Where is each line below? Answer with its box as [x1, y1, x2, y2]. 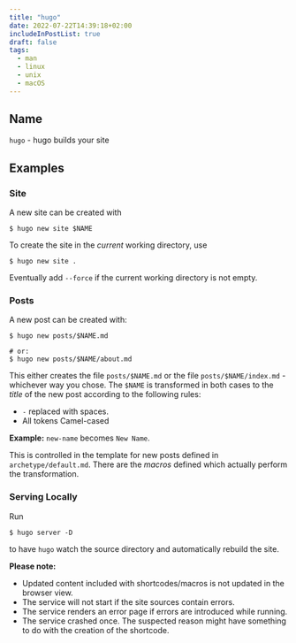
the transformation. [9, 469, 80, 479]
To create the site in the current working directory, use [9, 240, 208, 250]
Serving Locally [9, 491, 78, 503]
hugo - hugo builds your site [9, 134, 110, 146]
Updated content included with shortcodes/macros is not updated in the [21, 578, 285, 588]
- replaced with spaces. [21, 406, 109, 417]
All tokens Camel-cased [21, 416, 110, 426]
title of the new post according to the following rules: [9, 389, 201, 400]
